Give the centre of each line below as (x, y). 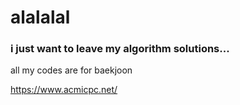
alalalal (40, 17)
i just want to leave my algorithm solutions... (120, 49)
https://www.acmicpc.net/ (64, 90)
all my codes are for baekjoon (71, 70)
